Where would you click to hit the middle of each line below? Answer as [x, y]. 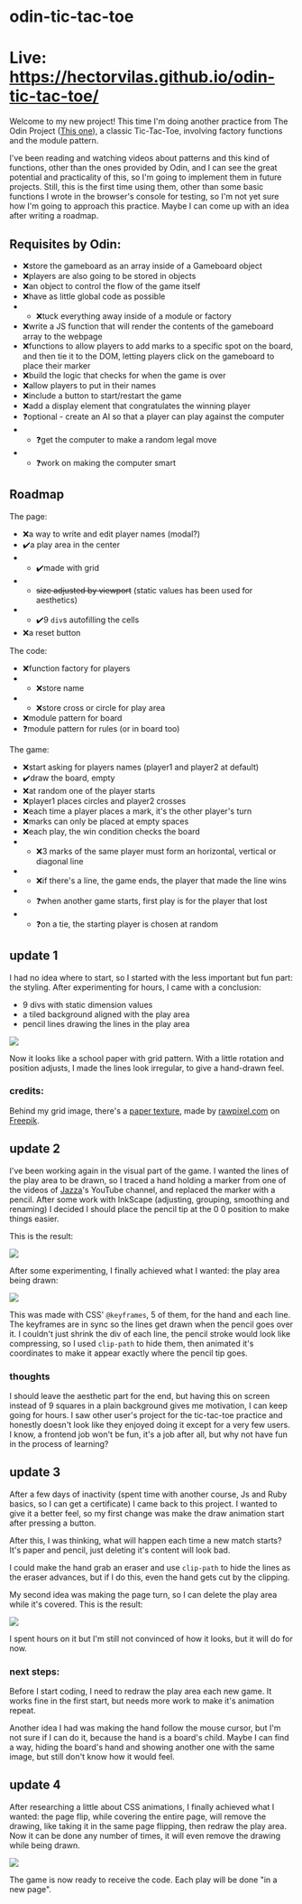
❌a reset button [51, 632]
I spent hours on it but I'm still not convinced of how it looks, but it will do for [151, 1638]
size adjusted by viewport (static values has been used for [144, 590]
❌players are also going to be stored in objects [109, 275]
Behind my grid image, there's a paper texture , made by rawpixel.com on [145, 1111]
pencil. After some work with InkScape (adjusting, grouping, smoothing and [150, 1199]
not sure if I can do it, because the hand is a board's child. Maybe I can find [150, 1738]
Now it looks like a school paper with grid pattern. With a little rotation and [146, 1058]
